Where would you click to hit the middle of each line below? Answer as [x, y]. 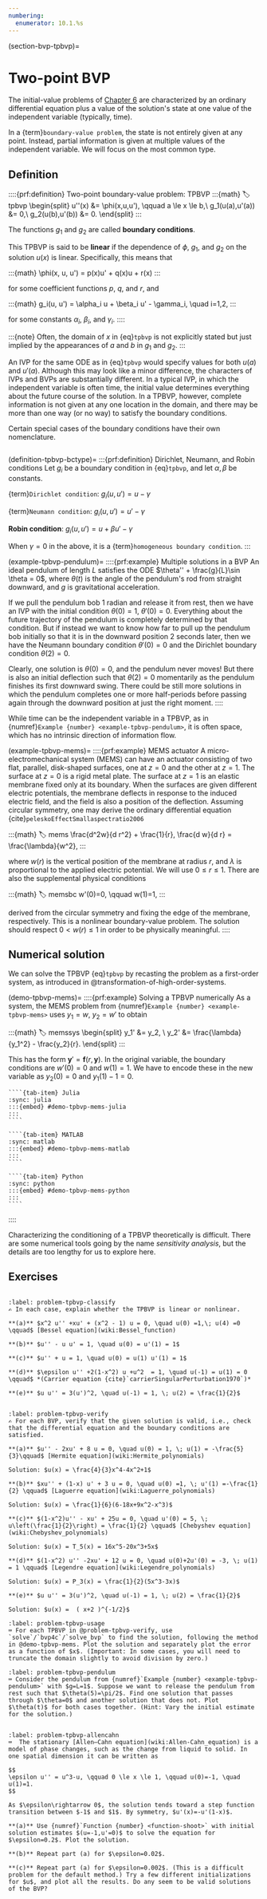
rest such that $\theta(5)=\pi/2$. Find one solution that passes [121, 1693]
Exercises [33, 1277]
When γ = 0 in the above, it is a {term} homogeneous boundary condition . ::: [130, 546]
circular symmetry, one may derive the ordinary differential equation [120, 810]
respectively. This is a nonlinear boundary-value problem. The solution [124, 921]
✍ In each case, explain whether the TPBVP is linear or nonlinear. [124, 1309]
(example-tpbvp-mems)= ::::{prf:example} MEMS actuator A [107, 750]
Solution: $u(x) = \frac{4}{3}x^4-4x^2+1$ [80, 1470]
